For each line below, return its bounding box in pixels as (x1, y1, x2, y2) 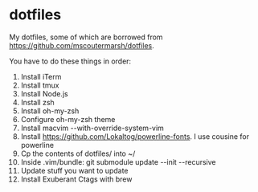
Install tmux (20, 80, 59, 90)
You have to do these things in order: (9, 56, 132, 66)
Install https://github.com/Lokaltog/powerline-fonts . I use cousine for (20, 131, 250, 141)
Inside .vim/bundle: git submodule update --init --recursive (20, 157, 216, 166)
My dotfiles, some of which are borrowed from (9, 32, 163, 42)
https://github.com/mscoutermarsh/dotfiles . (9, 40, 155, 50)
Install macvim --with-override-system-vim (20, 123, 164, 133)
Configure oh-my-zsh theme (20, 114, 116, 124)
